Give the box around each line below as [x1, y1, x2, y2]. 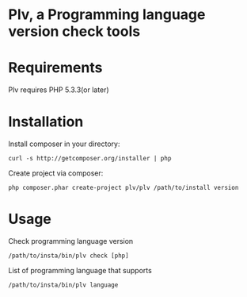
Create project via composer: [8, 168, 104, 178]
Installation [8, 113, 84, 131]
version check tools [8, 22, 141, 40]
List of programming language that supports [8, 266, 152, 275]
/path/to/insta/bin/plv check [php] [8, 252, 129, 260]
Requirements [8, 59, 103, 77]
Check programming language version [8, 237, 134, 245]
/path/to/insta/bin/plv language [8, 281, 119, 289]
